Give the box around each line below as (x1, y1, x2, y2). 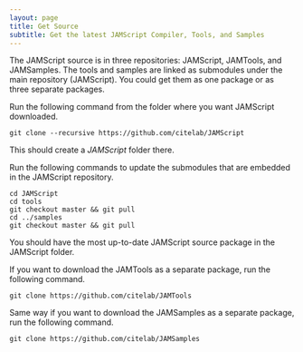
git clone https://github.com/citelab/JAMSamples (9, 335, 201, 344)
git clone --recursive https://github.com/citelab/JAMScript (9, 129, 245, 138)
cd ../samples (9, 213, 63, 222)
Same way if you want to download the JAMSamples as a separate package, (9, 308, 295, 318)
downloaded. (9, 111, 59, 122)
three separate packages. (9, 83, 106, 95)
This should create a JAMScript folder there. (9, 144, 175, 155)
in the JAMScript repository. (9, 171, 115, 182)
